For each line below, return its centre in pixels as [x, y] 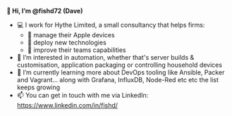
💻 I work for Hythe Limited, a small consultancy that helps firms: [111, 25]
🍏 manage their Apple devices [71, 35]
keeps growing [38, 87]
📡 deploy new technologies [67, 43]
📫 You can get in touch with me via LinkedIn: [83, 95]
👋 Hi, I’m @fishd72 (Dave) [45, 11]
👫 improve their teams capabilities [77, 50]
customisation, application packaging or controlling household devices [120, 65]
